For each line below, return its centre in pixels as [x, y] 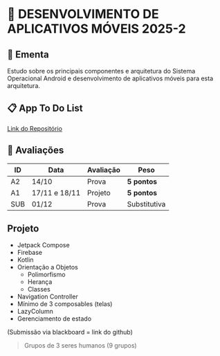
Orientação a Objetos [47, 267]
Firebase [30, 253]
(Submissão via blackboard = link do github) [70, 332]
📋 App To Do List [45, 108]
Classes [39, 290]
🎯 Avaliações [36, 151]
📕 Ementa [28, 54]
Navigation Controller [47, 296]
